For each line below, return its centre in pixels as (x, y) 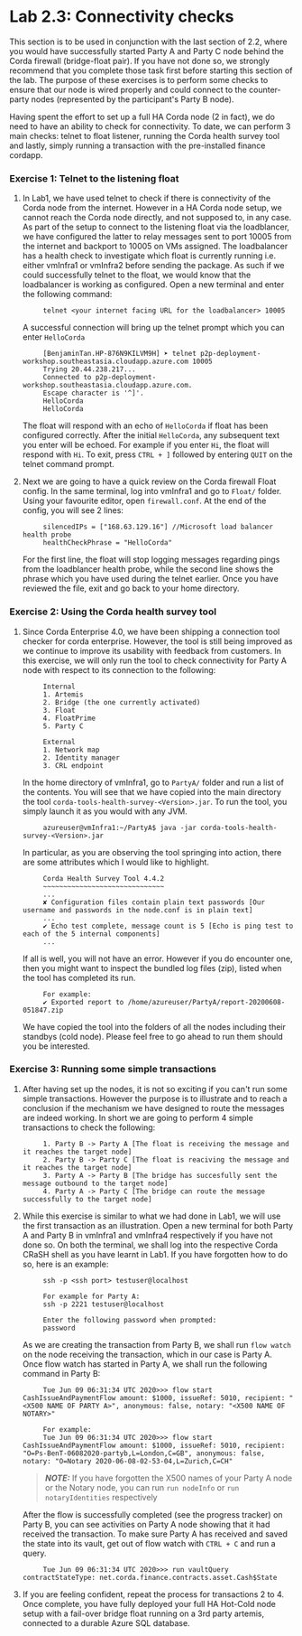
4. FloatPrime (69, 718)
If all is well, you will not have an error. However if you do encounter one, (157, 958)
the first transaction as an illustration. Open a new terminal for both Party (158, 1225)
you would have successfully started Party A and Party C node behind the (146, 51)
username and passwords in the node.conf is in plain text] (137, 910)
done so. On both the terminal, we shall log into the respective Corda (150, 1245)
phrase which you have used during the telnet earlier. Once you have (151, 579)
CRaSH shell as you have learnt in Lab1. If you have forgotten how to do (155, 1254)
